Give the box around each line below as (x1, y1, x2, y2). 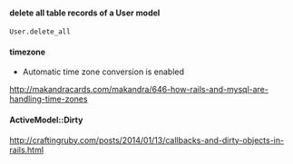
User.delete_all (9, 27, 71, 36)
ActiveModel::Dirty (9, 114, 83, 125)
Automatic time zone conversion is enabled (22, 66, 184, 77)
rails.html (9, 144, 44, 155)
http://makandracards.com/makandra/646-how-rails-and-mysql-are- (9, 84, 269, 95)
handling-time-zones (9, 93, 88, 104)
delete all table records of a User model (9, 7, 161, 18)
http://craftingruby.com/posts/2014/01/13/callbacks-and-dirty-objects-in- (9, 134, 284, 145)
